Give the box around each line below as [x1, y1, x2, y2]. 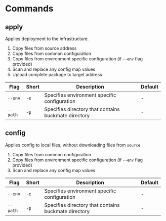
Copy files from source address [12, 45, 77, 51]
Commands [5, 3, 54, 14]
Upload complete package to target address [12, 72, 102, 77]
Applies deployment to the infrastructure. [5, 36, 89, 42]
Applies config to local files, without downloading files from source [5, 142, 141, 148]
